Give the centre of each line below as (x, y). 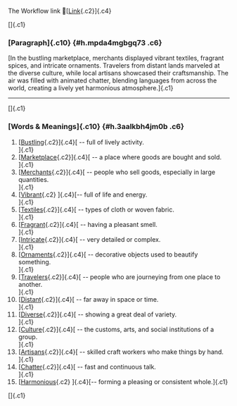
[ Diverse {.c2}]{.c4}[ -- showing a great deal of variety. (97, 314)
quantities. (33, 179)
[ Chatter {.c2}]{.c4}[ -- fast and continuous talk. (87, 367)
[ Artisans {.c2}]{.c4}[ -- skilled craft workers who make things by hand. (121, 352)
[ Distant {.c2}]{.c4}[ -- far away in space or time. (88, 299)
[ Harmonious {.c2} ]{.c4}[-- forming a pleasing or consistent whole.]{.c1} (123, 381)
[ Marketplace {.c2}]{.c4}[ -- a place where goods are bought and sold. (120, 157)
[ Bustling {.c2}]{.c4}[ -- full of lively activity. (81, 142)
